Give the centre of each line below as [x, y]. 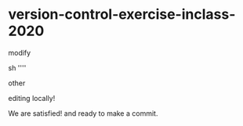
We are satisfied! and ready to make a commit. [83, 113]
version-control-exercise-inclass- [122, 14]
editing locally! [32, 98]
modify [20, 52]
